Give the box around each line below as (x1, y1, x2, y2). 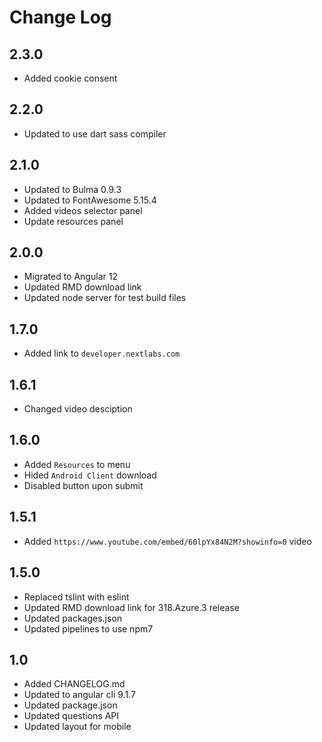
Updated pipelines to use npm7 (23, 622, 154, 635)
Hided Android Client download (23, 469, 157, 481)
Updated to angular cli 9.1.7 (23, 689, 136, 701)
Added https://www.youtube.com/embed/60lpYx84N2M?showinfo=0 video (23, 535, 312, 547)
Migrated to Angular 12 (23, 271, 118, 283)
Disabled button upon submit (23, 479, 144, 491)
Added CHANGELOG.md (23, 678, 126, 690)
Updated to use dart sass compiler (23, 127, 167, 140)
